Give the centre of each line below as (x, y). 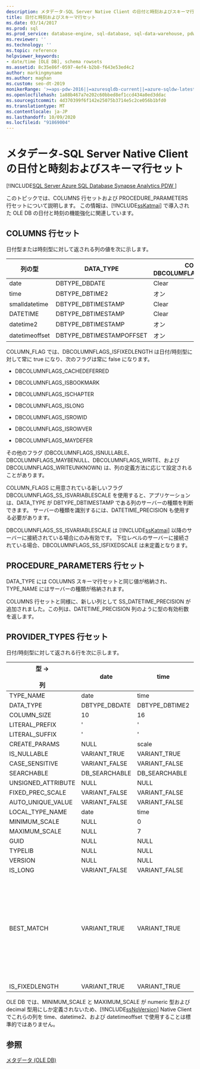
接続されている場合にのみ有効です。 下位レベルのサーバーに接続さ (108, 537)
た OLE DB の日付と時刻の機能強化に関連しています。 (71, 213)
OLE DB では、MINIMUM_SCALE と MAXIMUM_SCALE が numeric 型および (98, 1002)
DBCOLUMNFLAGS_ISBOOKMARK (57, 382)
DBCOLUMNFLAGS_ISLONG (49, 406)
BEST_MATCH (29, 928)
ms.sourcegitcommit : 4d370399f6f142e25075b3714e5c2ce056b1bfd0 (86, 100)
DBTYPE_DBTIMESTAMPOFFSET (101, 335)
